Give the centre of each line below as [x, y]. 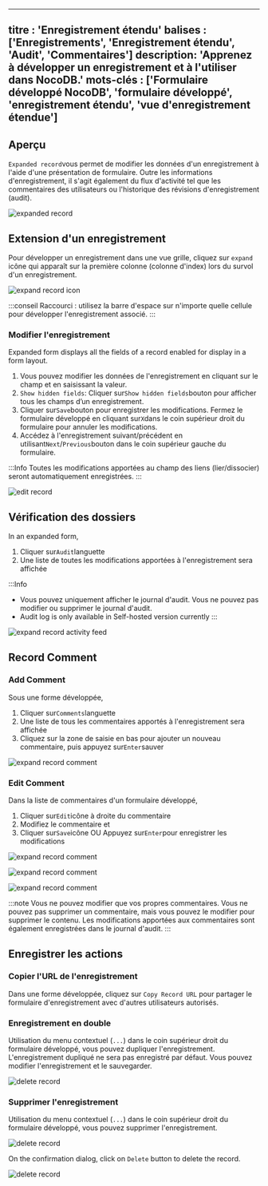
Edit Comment [37, 783]
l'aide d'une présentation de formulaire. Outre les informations [110, 173]
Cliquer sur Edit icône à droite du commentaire [95, 816]
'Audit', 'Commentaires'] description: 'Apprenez [130, 56]
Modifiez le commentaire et [65, 824]
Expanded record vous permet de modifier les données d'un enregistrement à [134, 164]
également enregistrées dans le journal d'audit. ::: [90, 929]
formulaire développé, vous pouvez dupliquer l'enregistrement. [112, 1049]
